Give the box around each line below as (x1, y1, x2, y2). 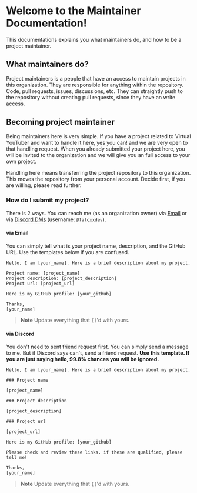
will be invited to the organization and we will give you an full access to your (6, 151, 191, 158)
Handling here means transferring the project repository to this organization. (6, 169, 191, 176)
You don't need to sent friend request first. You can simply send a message (6, 343, 189, 351)
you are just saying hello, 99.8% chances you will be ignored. (6, 356, 159, 363)
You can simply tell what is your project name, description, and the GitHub (6, 242, 186, 249)
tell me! (6, 455, 28, 461)
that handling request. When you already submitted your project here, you (6, 145, 185, 152)
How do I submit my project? (6, 196, 89, 204)
